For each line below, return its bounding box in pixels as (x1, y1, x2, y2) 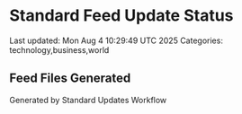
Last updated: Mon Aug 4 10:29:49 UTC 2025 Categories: (9, 35, 223, 46)
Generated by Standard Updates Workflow (9, 94, 167, 105)
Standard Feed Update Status (9, 5, 234, 26)
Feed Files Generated (9, 71, 131, 86)
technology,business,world (9, 44, 110, 55)
